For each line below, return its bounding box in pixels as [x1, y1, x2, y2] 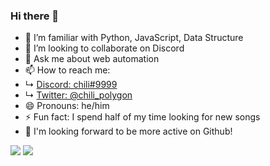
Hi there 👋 [10, 9, 60, 23]
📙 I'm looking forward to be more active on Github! [24, 125, 233, 138]
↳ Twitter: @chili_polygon [24, 89, 133, 101]
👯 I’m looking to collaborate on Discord [24, 42, 185, 54]
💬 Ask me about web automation [24, 53, 160, 65]
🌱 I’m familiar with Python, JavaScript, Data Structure [24, 32, 244, 44]
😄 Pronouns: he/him [24, 100, 110, 112]
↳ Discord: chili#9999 [24, 79, 118, 91]
